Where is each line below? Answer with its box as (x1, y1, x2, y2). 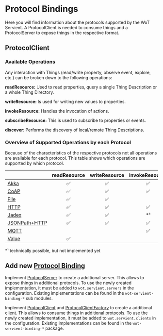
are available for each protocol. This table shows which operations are (5, 155, 146, 161)
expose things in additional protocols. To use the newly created (5, 280, 132, 286)
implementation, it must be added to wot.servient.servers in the (5, 285, 134, 291)
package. (45, 325, 64, 331)
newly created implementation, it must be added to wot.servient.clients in (5, 315, 156, 321)
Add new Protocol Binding (5, 262, 85, 270)
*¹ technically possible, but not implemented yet (5, 248, 101, 253)
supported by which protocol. (5, 160, 64, 166)
